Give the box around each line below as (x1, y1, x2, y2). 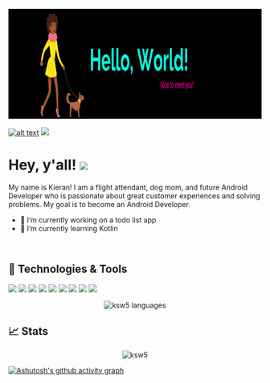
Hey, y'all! (8, 156, 77, 174)
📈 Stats (8, 324, 49, 338)
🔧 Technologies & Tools (8, 263, 128, 276)
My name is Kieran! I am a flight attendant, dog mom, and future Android (8, 182, 248, 192)
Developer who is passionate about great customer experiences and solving (8, 190, 261, 201)
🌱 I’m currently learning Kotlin (19, 223, 118, 233)
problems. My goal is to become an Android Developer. (8, 199, 191, 209)
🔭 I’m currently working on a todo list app (19, 214, 157, 225)
